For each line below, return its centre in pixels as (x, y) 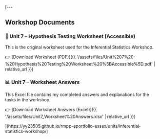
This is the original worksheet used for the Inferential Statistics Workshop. (79, 47)
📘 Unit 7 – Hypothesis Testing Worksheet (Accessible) (70, 36)
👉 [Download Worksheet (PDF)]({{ (40, 57)
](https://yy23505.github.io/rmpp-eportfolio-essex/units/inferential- (73, 126)
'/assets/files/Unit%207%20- (106, 57)
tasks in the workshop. (28, 99)
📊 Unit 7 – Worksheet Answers (42, 82)
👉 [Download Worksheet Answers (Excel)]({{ (51, 109)
